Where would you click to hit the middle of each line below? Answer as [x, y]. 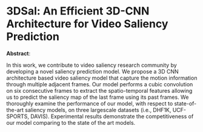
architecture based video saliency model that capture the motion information [102, 78]
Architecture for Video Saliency [87, 24]
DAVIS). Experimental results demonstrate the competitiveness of [112, 116]
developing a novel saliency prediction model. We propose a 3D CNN [92, 71]
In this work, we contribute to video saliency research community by [92, 65]
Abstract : [18, 53]
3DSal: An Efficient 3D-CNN [78, 11]
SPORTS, [18, 116]
